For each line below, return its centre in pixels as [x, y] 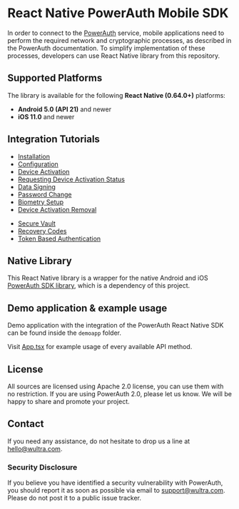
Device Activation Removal [57, 209]
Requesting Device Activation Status [71, 179]
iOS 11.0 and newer [46, 116]
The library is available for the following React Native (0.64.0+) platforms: [117, 95]
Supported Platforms [55, 78]
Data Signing [36, 186]
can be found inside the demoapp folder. [64, 333]
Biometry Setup [41, 202]
